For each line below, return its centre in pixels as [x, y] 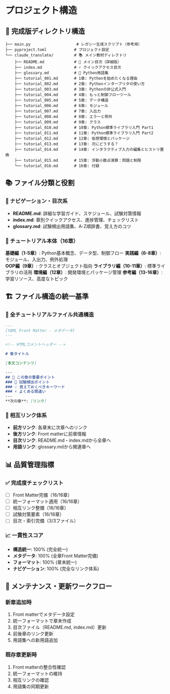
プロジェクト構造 [41, 11]
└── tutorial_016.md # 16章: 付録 [57, 166]
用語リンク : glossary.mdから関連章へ [52, 447]
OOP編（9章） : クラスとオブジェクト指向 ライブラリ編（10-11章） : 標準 [81, 266]
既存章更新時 [21, 655]
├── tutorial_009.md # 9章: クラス [58, 122]
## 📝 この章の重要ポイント [30, 377]
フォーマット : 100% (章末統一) [45, 562]
